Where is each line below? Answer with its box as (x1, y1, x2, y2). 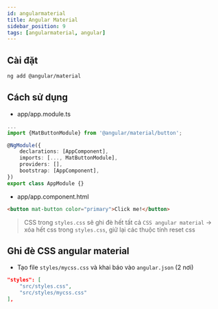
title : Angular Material (7, 16, 78, 23)
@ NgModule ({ (7, 142, 41, 149)
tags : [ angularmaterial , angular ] (7, 29, 106, 36)
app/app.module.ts (16, 110, 71, 118)
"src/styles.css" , (19, 283, 72, 290)
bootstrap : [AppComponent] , (19, 167, 99, 174)
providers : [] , (19, 161, 63, 168)
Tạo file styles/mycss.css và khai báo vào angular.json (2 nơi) (16, 263, 194, 271)
